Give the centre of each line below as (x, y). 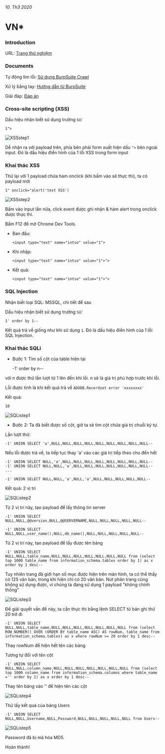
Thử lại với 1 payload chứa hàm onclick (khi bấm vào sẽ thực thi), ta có (76, 176)
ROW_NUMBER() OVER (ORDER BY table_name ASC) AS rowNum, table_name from (82, 632)
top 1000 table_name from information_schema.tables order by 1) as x (79, 560)
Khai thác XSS (23, 165)
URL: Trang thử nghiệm (29, 53)
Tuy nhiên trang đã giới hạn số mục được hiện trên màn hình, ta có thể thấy (81, 574)
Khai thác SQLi (23, 348)
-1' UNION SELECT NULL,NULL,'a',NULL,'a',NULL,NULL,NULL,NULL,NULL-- (78, 479)
